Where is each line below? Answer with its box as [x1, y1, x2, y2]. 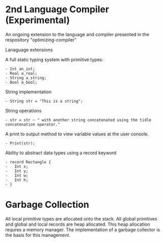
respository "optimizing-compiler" [5, 37, 77, 43]
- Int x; [5, 164, 29, 169]
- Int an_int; [5, 66, 36, 71]
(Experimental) [5, 14, 70, 26]
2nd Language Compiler [5, 4, 109, 15]
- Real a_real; [5, 70, 38, 76]
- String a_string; [5, 75, 47, 80]
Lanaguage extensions [5, 46, 53, 53]
